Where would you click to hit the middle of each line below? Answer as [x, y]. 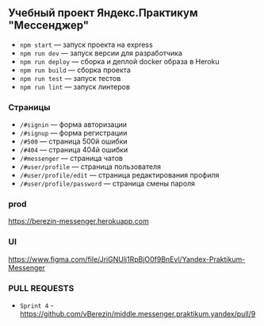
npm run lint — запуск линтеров [75, 86]
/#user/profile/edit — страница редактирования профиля [119, 175]
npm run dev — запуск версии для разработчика [101, 53]
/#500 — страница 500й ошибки [74, 141]
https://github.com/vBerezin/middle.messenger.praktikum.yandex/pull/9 [138, 314]
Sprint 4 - [36, 305]
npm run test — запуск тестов [70, 78]
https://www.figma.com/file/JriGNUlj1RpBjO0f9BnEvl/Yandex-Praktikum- [127, 259]
